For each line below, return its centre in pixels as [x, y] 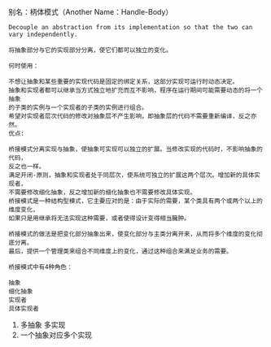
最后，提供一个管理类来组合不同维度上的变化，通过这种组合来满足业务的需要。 [120, 251]
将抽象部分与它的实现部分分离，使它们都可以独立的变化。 [90, 50]
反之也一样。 [27, 167]
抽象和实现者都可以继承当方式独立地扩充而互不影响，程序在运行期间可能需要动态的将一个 [135, 90]
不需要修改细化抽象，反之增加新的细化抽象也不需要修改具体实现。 [103, 193]
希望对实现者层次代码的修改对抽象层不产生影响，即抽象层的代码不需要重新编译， [123, 116]
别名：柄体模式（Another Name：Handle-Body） [91, 12]
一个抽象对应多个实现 [56, 335]
